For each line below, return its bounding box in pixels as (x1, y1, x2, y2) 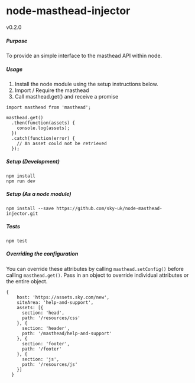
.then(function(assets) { (11, 120, 76, 126)
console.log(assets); (17, 125, 70, 131)
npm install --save (6, 205, 54, 211)
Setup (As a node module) (6, 191, 72, 198)
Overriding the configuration (6, 250, 79, 257)
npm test (6, 238, 28, 244)
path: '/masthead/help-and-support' (21, 330, 112, 336)
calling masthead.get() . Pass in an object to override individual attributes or (6, 271, 189, 279)
